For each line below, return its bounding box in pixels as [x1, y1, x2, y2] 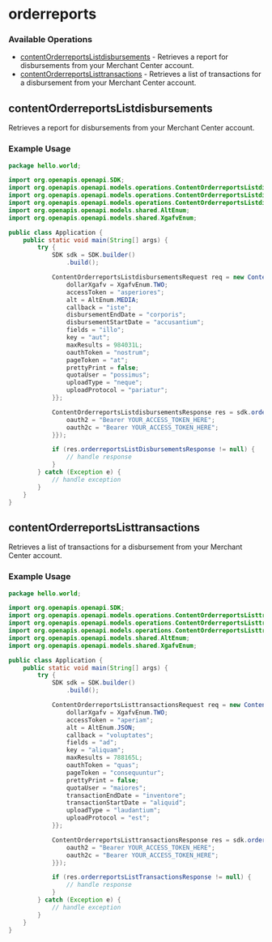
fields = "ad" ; [66, 739, 117, 747]
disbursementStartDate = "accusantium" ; [66, 318, 205, 326]
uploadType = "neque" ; [66, 378, 143, 387]
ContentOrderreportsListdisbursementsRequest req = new [51, 273, 244, 282]
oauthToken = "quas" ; [66, 761, 139, 769]
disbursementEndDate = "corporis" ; [66, 311, 186, 319]
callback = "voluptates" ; [66, 731, 154, 740]
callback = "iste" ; [66, 303, 132, 312]
